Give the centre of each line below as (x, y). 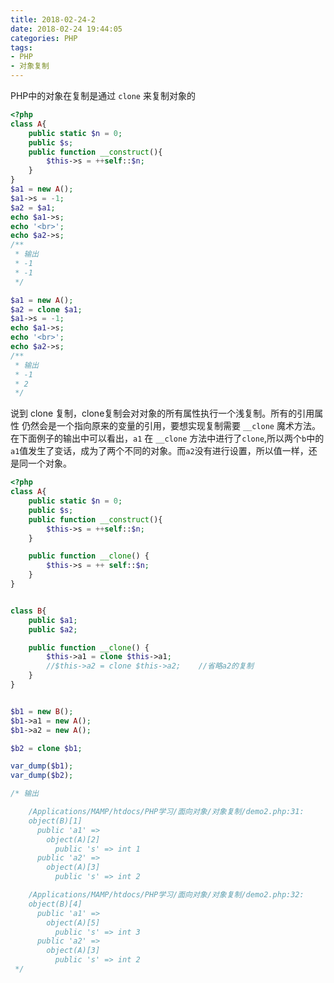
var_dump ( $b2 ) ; (42, 776)
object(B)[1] (55, 821)
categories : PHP (44, 38)
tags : (21, 47)
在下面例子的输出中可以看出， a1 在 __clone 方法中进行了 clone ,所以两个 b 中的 (167, 438)
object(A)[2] (73, 839)
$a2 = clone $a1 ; (46, 309)
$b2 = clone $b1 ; (46, 748)
